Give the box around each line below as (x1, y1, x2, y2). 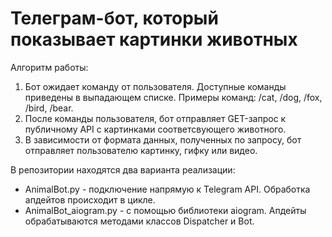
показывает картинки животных (10, 28, 298, 51)
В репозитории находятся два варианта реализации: (10, 163, 236, 176)
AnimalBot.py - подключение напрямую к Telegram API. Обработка (24, 183, 311, 195)
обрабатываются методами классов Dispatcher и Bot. (24, 215, 255, 227)
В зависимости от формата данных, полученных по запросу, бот (24, 133, 302, 146)
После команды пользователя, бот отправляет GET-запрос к (24, 112, 287, 124)
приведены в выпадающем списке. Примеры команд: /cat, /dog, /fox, (24, 91, 323, 103)
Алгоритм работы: (10, 61, 89, 73)
